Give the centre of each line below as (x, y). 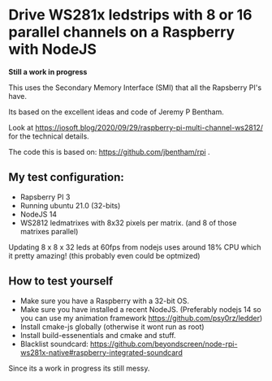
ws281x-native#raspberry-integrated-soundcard (101, 352)
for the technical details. (49, 136)
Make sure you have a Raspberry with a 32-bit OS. (104, 301)
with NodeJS (53, 49)
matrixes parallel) (49, 231)
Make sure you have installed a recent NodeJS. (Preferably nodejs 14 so (140, 309)
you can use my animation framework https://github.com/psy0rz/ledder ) (141, 318)
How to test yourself (61, 281)
